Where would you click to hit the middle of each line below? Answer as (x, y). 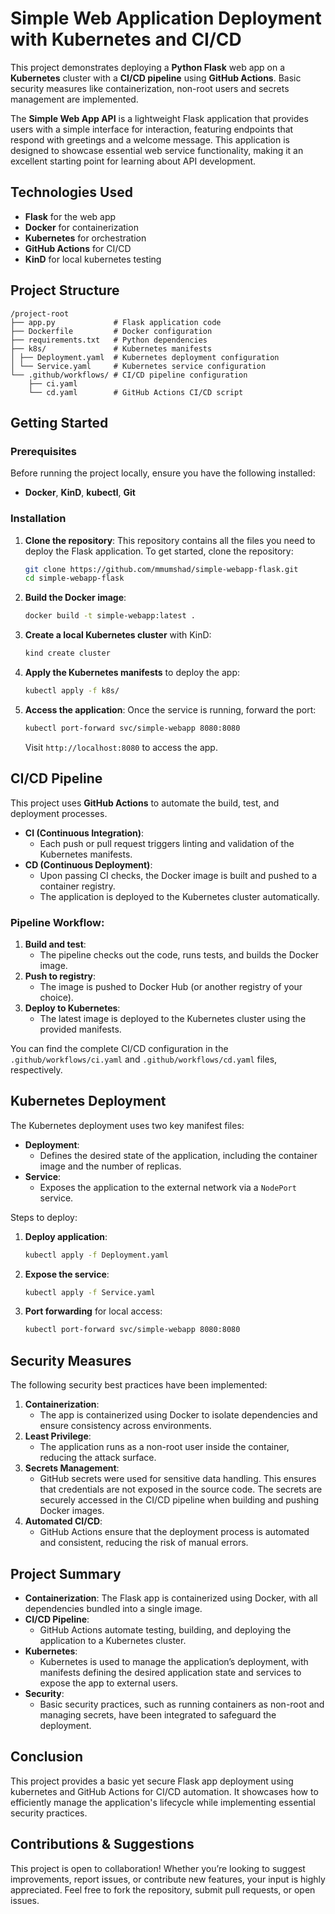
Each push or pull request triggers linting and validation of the (167, 843)
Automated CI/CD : (63, 1521)
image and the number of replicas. (110, 1166)
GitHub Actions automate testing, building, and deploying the (165, 1629)
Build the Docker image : (75, 598)
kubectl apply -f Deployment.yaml (96, 1255)
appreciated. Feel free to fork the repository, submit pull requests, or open (163, 1889)
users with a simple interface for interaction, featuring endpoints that (152, 129)
